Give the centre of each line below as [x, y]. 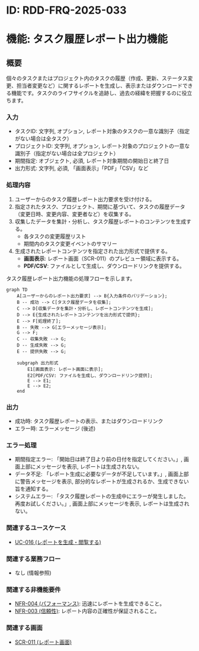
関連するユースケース [36, 528]
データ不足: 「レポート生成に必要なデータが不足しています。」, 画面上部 [102, 474]
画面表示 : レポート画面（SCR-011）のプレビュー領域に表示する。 [103, 258]
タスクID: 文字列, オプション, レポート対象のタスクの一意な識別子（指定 [102, 132]
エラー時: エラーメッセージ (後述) [55, 429]
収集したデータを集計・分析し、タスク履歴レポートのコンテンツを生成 [100, 221]
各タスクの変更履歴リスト [55, 236]
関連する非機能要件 [33, 589]
